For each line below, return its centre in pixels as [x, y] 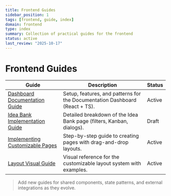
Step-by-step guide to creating [101, 136]
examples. [75, 169]
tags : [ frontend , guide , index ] [39, 19]
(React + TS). [79, 106]
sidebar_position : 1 [27, 15]
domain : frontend [24, 24]
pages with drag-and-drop [96, 142]
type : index [18, 29]
